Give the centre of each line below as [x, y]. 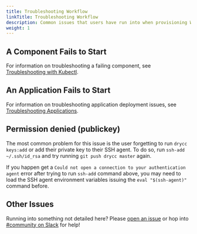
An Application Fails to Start [58, 91]
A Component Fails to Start [56, 51]
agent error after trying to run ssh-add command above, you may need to [94, 173]
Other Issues [30, 204]
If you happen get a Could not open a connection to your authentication [96, 167]
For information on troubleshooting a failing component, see [79, 66]
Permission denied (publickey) [63, 129]
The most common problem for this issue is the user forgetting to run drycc [97, 143]
